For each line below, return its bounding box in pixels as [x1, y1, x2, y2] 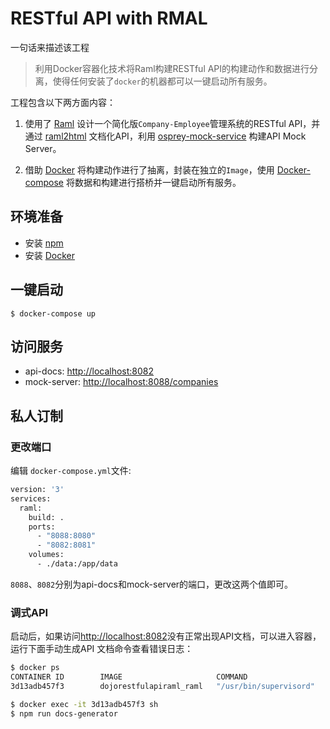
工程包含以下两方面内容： [10, 96, 116, 108]
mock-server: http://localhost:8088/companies [24, 376, 219, 388]
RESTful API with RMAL [10, 7, 208, 30]
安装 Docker [24, 249, 76, 261]
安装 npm [24, 237, 64, 249]
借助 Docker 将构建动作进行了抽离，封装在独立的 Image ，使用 [24, 163, 275, 176]
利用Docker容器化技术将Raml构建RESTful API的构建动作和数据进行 [34, 62, 310, 74]
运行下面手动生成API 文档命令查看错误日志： [10, 643, 194, 655]
